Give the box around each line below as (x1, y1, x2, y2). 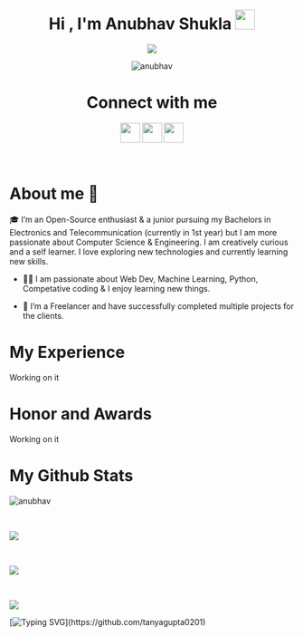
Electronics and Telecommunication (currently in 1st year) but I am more (9, 226, 278, 237)
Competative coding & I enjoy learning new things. (22, 283, 211, 294)
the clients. (22, 310, 64, 321)
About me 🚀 (9, 184, 99, 204)
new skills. (9, 255, 49, 266)
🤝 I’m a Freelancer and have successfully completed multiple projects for (22, 300, 294, 312)
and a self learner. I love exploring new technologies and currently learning (9, 246, 289, 257)
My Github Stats (9, 465, 134, 486)
